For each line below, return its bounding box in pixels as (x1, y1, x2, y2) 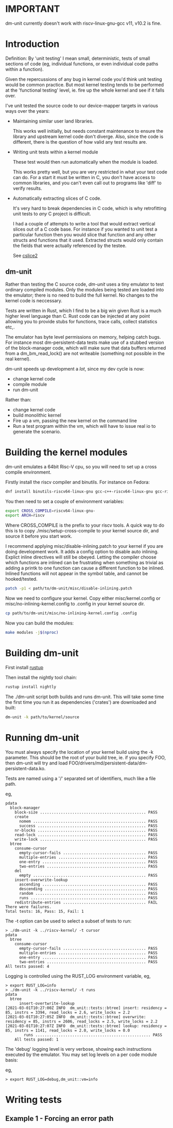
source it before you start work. (5, 533, 73, 540)
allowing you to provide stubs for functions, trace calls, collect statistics (5, 318, 158, 324)
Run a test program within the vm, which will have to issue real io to (12, 423, 156, 429)
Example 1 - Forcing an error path (5, 1114, 114, 1123)
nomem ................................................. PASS (19, 819, 158, 824)
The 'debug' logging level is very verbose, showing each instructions (5, 1046, 152, 1052)
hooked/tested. (5, 576, 38, 582)
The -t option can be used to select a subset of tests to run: (5, 917, 132, 924)
